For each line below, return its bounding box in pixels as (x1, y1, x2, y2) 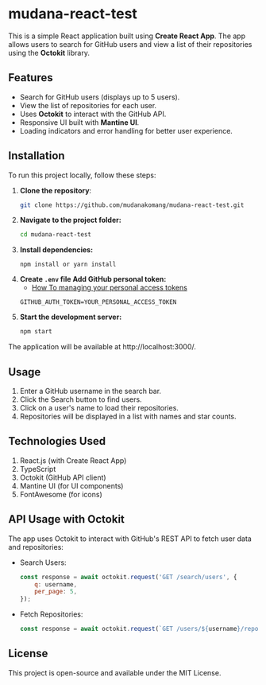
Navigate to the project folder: (19, 216, 121, 225)
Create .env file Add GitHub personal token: (19, 274, 167, 284)
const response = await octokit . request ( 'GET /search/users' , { (19, 573, 237, 581)
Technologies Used (8, 434, 106, 448)
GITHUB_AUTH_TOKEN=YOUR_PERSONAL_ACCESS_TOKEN (19, 298, 177, 306)
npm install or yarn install (19, 260, 117, 269)
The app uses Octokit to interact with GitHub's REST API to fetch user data (8, 534, 252, 543)
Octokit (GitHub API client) (19, 473, 106, 482)
